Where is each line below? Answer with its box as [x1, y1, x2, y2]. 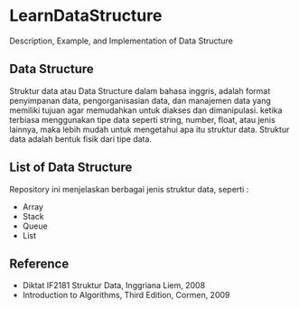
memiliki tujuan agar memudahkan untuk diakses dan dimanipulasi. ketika [9, 105, 283, 116]
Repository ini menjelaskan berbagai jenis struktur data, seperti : [9, 183, 249, 194]
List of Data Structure [9, 160, 133, 175]
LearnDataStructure [9, 5, 163, 26]
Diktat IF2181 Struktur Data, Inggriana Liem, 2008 [22, 280, 206, 291]
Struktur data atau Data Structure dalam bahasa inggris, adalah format [9, 85, 271, 96]
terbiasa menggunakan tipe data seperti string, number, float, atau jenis [9, 114, 276, 125]
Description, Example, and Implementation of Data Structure [9, 35, 233, 46]
